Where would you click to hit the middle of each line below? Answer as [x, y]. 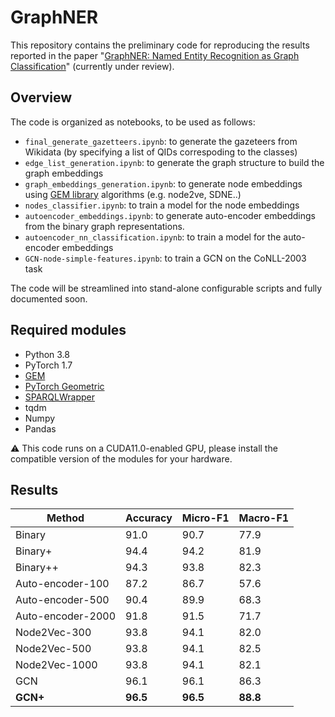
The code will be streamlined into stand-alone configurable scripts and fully [166, 288]
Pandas [40, 428]
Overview [41, 97]
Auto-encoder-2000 [66, 616]
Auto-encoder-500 [62, 600]
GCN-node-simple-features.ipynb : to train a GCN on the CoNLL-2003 [165, 258]
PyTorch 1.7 [48, 365]
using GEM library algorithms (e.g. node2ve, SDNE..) [133, 194]
